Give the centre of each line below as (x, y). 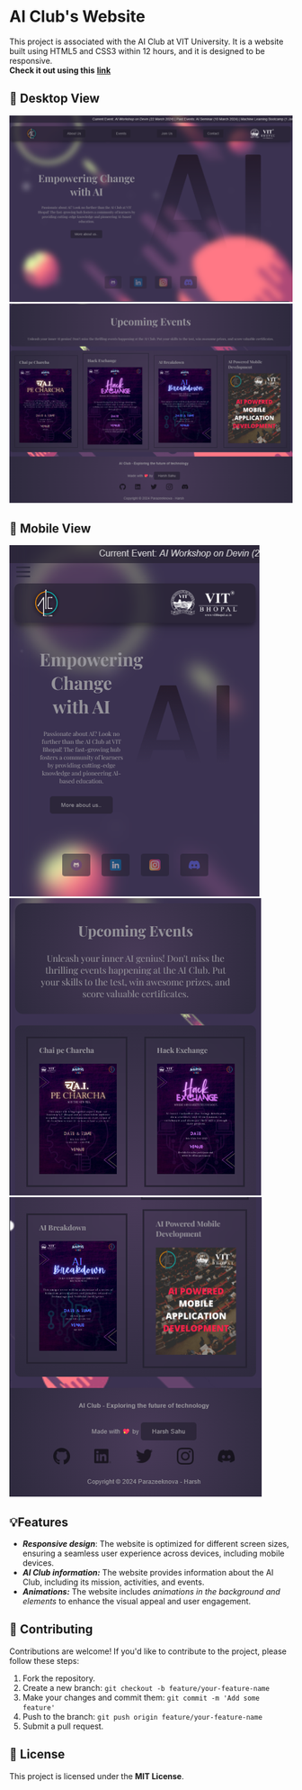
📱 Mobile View (50, 528)
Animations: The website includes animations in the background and (151, 1591)
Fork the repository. (59, 1678)
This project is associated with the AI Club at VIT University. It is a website (147, 41)
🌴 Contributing (51, 1629)
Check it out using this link (60, 70)
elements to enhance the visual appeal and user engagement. (137, 1601)
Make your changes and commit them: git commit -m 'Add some (141, 1697)
